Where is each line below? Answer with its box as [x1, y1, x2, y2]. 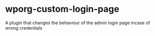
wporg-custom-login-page [5, 3, 119, 15]
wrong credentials [5, 25, 42, 31]
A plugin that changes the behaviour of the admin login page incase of [5, 20, 150, 26]
